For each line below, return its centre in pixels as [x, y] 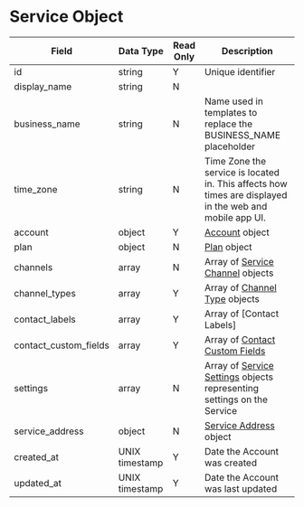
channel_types [45, 293]
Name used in [234, 101]
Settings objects [239, 377]
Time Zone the [236, 161]
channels [33, 267]
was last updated [241, 488]
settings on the [237, 399]
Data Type [141, 51]
